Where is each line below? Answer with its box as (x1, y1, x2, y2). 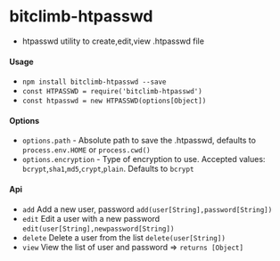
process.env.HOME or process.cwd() (21, 144, 151, 155)
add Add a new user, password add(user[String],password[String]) (21, 203, 273, 215)
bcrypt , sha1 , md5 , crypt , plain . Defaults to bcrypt (21, 163, 194, 175)
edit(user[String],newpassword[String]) (21, 224, 175, 233)
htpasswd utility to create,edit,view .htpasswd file (21, 36, 205, 46)
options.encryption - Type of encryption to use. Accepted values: (21, 154, 266, 165)
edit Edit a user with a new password (21, 213, 161, 224)
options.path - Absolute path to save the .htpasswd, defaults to (21, 135, 257, 146)
